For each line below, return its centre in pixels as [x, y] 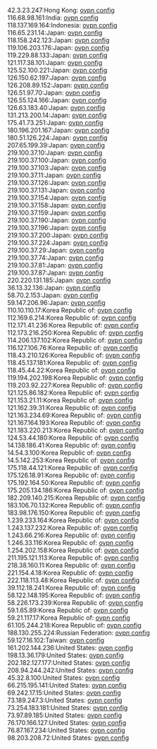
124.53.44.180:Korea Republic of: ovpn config [73, 438]
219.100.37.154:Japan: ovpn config [57, 198]
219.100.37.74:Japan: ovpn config [56, 258]
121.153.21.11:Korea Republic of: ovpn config [70, 400]
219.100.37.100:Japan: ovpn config [57, 160]
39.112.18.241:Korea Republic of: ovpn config [71, 588]
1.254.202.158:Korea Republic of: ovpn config [73, 550]
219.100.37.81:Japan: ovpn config [55, 265]
